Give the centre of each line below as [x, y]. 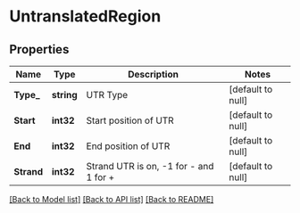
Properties [39, 49]
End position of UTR [128, 146]
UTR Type [107, 95]
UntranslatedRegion [85, 16]
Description [153, 74]
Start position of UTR [130, 120]
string [64, 95]
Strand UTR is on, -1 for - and [150, 166]
